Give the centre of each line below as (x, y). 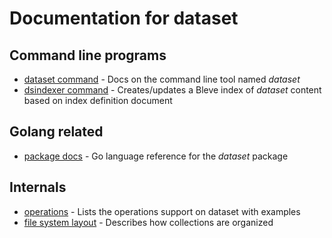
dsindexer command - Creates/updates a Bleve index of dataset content (172, 90)
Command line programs (88, 55)
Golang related (56, 132)
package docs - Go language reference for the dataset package (156, 156)
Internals (38, 187)
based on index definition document (98, 100)
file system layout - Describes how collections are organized (148, 222)
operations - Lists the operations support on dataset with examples (162, 211)
